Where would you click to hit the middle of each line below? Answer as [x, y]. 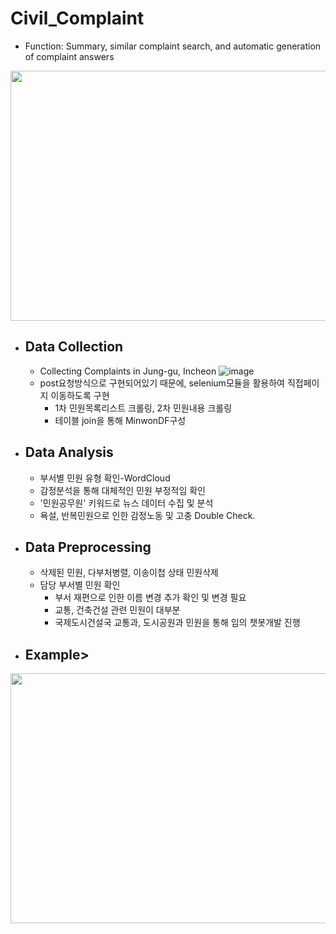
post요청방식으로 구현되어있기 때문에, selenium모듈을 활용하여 [162, 383]
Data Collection [74, 347]
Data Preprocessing [88, 547]
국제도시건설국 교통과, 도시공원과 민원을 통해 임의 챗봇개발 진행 [177, 623]
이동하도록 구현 [80, 395]
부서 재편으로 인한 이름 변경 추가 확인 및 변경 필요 [150, 598]
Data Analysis [69, 452]
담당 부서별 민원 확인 [80, 585]
